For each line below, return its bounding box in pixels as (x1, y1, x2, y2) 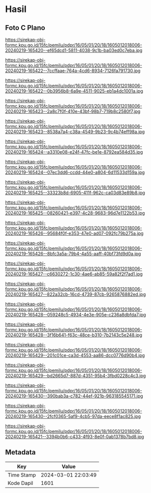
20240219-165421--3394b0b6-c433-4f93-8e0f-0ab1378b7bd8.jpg (5, 434, 145, 439)
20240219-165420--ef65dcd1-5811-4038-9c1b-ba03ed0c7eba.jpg (5, 48, 143, 53)
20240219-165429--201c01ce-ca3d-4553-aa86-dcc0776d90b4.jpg (5, 352, 145, 358)
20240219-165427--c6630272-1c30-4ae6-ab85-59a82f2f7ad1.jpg (5, 271, 143, 277)
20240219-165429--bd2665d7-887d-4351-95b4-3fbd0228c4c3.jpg (5, 373, 146, 378)
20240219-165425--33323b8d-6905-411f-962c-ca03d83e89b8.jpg (5, 190, 146, 196)
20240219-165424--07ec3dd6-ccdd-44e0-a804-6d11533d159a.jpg (5, 169, 145, 175)
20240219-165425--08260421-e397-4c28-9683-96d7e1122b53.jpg (5, 210, 146, 216)
